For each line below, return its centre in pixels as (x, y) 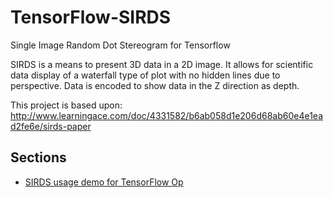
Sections (38, 157)
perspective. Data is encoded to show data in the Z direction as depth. (155, 85)
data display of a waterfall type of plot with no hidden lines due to (145, 75)
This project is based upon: (66, 105)
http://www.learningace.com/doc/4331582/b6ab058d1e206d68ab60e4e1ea (166, 115)
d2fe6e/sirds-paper (51, 126)
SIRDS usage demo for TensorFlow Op (104, 182)
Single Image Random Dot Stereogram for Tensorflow (120, 45)
